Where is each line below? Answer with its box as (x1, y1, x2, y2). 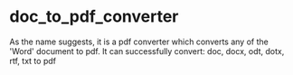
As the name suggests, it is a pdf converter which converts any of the (9, 36, 269, 47)
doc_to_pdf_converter (9, 6, 179, 27)
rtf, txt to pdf (9, 55, 57, 66)
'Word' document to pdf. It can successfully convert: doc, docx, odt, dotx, (9, 45, 285, 56)
